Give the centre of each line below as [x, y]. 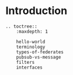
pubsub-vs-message [39, 57]
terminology [31, 47]
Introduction [36, 11]
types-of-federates [40, 52]
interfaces [29, 67]
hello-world [31, 42]
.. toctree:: [21, 26]
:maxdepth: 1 [32, 31]
